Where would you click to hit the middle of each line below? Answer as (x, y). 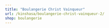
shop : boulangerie (23, 18)
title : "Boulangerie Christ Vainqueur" (45, 9)
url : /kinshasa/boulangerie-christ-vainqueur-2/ (55, 14)
